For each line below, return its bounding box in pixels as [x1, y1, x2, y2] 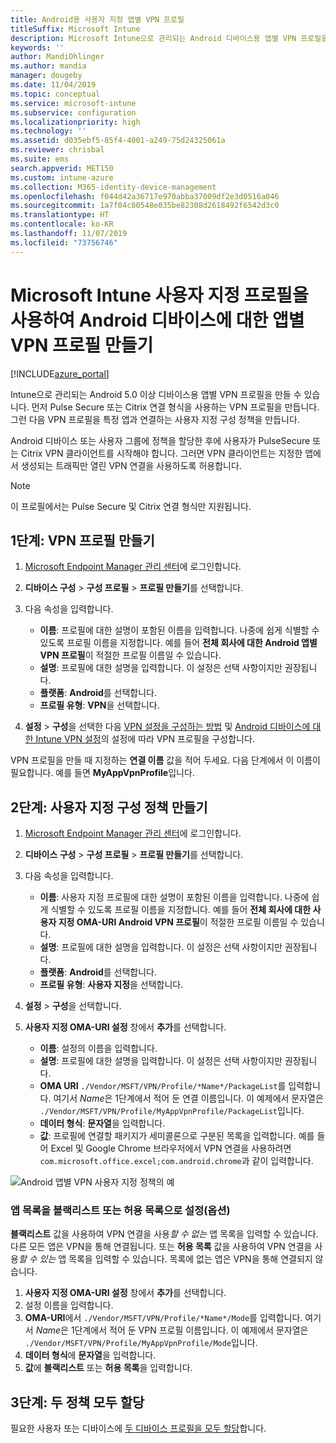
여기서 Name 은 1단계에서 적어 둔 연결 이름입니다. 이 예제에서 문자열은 [53, 1092, 324, 1105]
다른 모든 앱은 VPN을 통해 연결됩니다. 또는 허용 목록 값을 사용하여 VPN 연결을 [10, 1241, 313, 1253]
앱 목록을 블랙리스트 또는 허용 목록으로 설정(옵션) [10, 1204, 231, 1218]
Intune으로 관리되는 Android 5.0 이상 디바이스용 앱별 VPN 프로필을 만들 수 [10, 388, 302, 400]
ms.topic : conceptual [10, 89, 101, 99]
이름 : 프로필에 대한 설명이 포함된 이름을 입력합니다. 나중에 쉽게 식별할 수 [39, 624, 320, 636]
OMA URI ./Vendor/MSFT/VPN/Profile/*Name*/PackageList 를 [39, 1080, 287, 1092]
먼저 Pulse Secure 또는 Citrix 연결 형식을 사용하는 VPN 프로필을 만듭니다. [31, 401, 320, 413]
